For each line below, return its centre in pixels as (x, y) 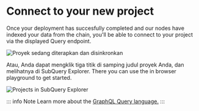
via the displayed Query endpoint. (49, 41)
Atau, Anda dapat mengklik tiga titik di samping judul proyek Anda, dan (95, 65)
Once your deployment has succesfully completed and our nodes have (96, 28)
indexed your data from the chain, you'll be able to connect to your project (100, 34)
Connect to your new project (80, 11)
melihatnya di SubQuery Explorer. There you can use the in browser (92, 71)
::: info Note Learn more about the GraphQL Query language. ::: (85, 101)
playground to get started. (39, 77)
